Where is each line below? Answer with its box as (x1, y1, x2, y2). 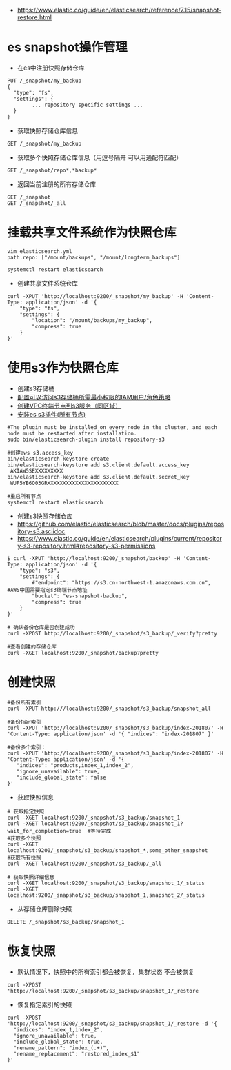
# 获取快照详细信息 (7, 873, 55, 880)
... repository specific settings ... (32, 101, 143, 108)
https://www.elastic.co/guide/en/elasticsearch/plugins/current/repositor (17, 534, 222, 542)
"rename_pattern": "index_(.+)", (13, 1044, 110, 1051)
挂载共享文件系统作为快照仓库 (7, 225, 177, 241)
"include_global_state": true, (13, 1038, 103, 1045)
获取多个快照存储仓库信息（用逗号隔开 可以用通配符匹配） (17, 153, 183, 161)
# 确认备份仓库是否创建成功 (7, 624, 76, 631)
